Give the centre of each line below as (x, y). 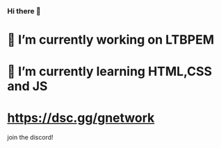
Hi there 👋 (24, 11)
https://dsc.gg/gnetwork (81, 118)
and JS (27, 87)
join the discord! (30, 138)
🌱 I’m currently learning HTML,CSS (110, 72)
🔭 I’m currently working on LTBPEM (110, 40)
